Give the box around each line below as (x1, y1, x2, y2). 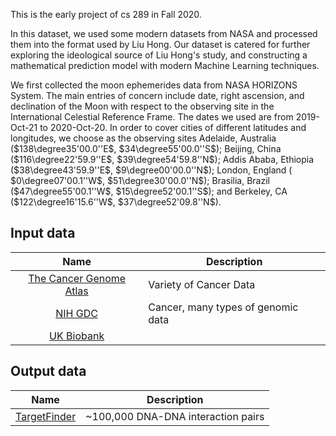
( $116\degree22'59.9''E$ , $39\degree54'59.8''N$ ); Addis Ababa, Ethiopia (10, 154, 315, 165)
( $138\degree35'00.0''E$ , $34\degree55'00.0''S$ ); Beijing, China (10, 143, 282, 154)
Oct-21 (10, 122, 38, 133)
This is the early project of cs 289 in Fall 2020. (10, 9, 202, 20)
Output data (10, 363, 87, 380)
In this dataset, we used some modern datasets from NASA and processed (10, 28, 318, 39)
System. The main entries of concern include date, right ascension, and (10, 90, 305, 101)
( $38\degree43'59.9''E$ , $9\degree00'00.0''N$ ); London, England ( (10, 164, 293, 176)
